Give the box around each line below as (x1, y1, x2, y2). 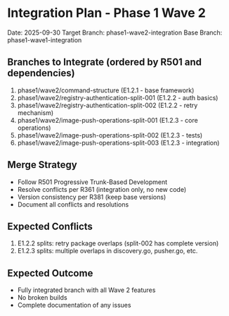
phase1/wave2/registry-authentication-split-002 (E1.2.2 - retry (17, 101, 198, 109)
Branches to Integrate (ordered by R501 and (7, 56, 202, 68)
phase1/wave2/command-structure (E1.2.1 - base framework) (17, 86, 195, 95)
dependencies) (7, 67, 75, 79)
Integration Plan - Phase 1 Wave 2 (7, 5, 206, 21)
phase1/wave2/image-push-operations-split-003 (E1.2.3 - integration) (17, 138, 220, 147)
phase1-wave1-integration (7, 35, 82, 44)
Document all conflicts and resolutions (17, 200, 129, 209)
